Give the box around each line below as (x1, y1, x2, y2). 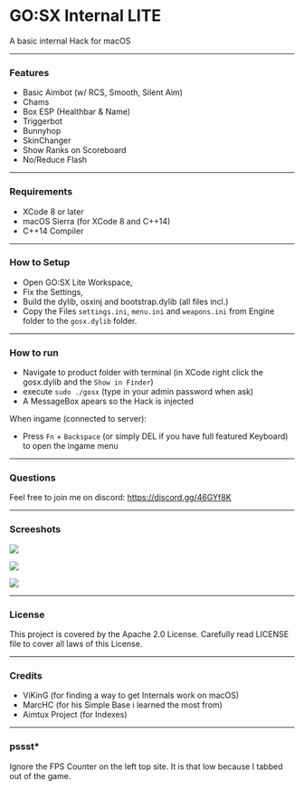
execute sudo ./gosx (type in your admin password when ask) (22, 386, 254, 397)
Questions (9, 471, 56, 484)
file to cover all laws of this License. (9, 639, 143, 650)
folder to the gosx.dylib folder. (22, 315, 138, 326)
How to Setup (9, 256, 71, 269)
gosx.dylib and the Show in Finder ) (22, 376, 154, 387)
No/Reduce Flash (22, 155, 88, 166)
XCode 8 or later (22, 205, 84, 217)
